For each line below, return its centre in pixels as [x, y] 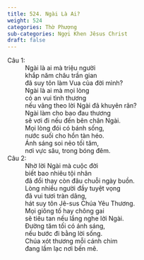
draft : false [26, 40]
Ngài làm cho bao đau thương [68, 113]
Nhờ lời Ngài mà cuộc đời [62, 166]
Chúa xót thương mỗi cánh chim [71, 241]
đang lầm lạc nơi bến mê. [62, 249]
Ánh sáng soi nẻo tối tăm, [62, 143]
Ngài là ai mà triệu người [60, 68]
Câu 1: [17, 60]
